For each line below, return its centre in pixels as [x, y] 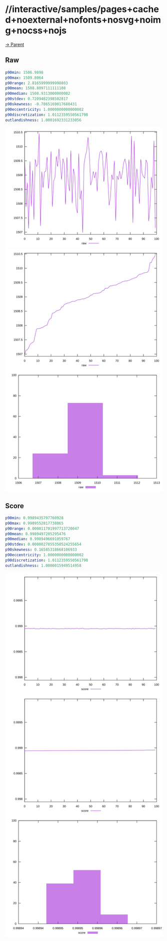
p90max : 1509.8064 [24, 78]
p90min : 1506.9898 [24, 72]
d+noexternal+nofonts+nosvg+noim [83, 20]
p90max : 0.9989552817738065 [34, 523]
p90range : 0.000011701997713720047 [42, 528]
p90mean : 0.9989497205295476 [35, 534]
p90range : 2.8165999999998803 [37, 83]
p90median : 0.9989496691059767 [38, 539]
